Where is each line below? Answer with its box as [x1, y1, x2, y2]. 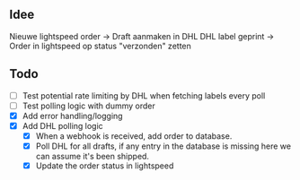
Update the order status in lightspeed [35, 160, 174, 171]
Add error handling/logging [22, 110, 123, 121]
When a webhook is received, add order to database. [35, 130, 233, 141]
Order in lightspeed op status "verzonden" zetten [9, 40, 191, 51]
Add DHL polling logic [22, 120, 103, 131]
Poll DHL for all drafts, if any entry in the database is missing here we [35, 141, 292, 151]
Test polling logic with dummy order [22, 100, 155, 111]
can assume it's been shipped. [35, 151, 150, 161]
